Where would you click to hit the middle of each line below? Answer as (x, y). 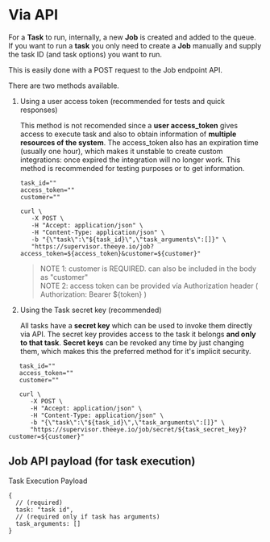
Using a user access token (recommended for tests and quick (123, 101)
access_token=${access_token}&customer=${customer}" (110, 253)
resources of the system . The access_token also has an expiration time (139, 142)
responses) (39, 110)
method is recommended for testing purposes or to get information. (132, 168)
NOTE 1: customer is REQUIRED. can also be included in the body (148, 269)
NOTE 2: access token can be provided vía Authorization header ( (149, 286)
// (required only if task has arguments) (88, 517)
